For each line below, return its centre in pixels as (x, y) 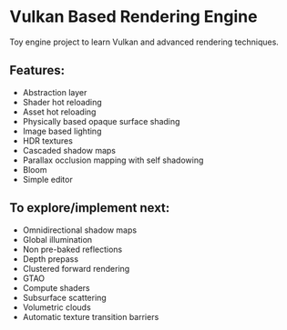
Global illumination (57, 239)
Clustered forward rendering (76, 268)
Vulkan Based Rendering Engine (133, 17)
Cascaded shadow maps (69, 150)
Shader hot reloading (62, 102)
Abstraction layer (55, 92)
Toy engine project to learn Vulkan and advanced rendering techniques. (144, 42)
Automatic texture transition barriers (91, 316)
